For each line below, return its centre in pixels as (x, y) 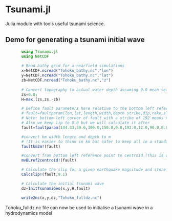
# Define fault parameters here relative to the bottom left (88, 109)
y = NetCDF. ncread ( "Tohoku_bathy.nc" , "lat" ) (67, 75)
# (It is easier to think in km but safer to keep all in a (87, 142)
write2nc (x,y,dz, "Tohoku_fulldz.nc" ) (61, 198)
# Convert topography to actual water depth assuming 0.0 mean (90, 90)
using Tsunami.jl (40, 52)
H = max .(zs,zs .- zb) (41, 99)
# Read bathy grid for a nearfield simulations (73, 66)
